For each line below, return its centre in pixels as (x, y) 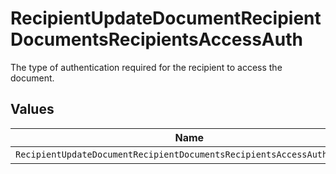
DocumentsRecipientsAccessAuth (156, 39)
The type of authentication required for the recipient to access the (146, 67)
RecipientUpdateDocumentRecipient (166, 18)
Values (32, 109)
